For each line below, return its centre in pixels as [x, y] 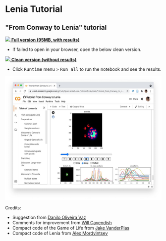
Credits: [13, 208]
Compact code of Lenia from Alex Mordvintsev [60, 233]
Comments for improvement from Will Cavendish [62, 223]
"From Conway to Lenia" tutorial [56, 27]
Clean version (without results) [44, 60]
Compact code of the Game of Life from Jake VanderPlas [71, 228]
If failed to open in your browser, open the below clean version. [77, 49]
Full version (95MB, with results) [45, 40]
